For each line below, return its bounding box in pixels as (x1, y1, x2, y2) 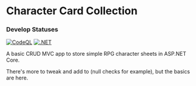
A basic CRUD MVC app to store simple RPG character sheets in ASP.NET (6, 50, 186, 58)
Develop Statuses (6, 26, 58, 34)
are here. (6, 74, 29, 81)
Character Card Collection (6, 4, 138, 18)
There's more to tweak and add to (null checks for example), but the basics (6, 68, 190, 75)
